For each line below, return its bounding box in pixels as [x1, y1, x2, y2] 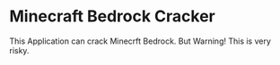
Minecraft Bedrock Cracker [9, 6, 215, 27]
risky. [9, 45, 30, 55]
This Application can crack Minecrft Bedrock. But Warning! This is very [9, 36, 272, 46]
